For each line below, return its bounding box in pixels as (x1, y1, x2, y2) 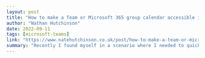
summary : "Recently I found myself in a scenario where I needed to (6, 43, 184, 49)
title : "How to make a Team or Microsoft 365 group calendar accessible (6, 14, 195, 21)
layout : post (6, 8, 40, 15)
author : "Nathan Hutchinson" (6, 20, 81, 26)
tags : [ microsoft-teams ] (6, 31, 70, 37)
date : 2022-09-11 (6, 25, 51, 32)
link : (6, 37, 20, 43)
